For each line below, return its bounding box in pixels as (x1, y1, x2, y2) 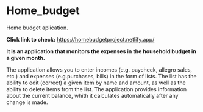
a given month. (6, 54, 46, 61)
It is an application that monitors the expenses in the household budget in (6, 47, 197, 55)
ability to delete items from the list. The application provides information (6, 85, 187, 92)
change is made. (6, 99, 48, 106)
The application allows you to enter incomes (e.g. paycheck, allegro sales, (6, 65, 193, 73)
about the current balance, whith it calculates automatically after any (6, 92, 179, 99)
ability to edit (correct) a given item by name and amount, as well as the (6, 79, 186, 86)
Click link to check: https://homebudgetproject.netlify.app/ (6, 35, 155, 43)
